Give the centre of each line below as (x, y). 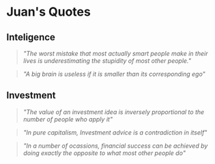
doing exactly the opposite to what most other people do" (104, 153)
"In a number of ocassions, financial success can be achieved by (115, 146)
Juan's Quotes (49, 12)
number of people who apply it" (68, 119)
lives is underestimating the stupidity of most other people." (107, 61)
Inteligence (31, 37)
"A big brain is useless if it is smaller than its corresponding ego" (114, 74)
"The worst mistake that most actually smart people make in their (115, 53)
